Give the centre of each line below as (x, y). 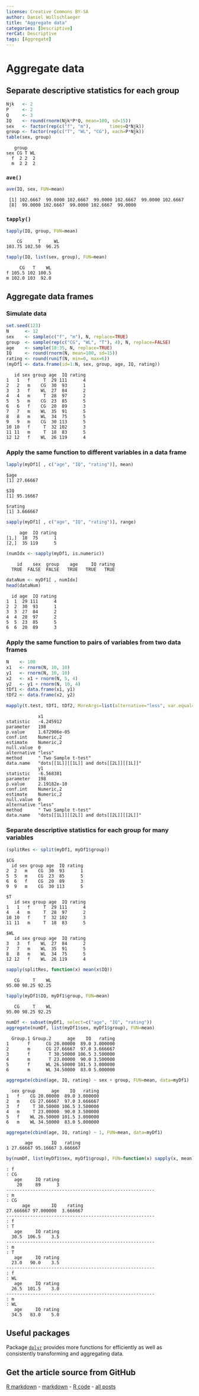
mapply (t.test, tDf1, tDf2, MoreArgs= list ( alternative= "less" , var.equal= (100, 706)
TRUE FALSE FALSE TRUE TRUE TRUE (63, 569)
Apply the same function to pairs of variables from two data (94, 642)
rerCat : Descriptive (32, 34)
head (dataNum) (24, 585)
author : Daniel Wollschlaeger (44, 17)
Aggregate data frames (50, 297)
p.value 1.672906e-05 (38, 732)
